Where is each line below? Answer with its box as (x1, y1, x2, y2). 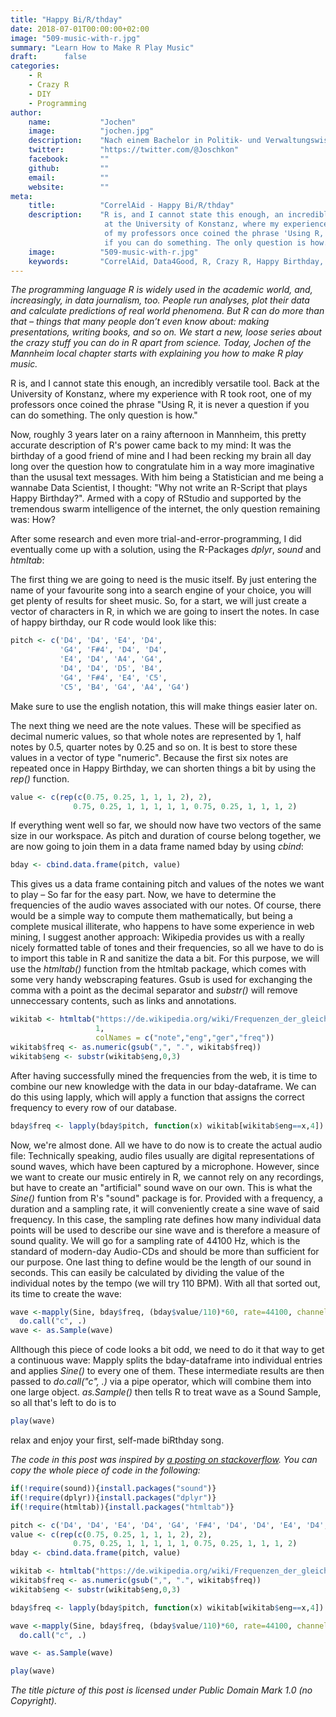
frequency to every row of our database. (10, 1101, 177, 1113)
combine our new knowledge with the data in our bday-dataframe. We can (10, 1080, 317, 1092)
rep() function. (10, 772, 70, 785)
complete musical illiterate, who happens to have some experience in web (10, 921, 315, 933)
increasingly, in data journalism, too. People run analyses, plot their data (10, 294, 310, 306)
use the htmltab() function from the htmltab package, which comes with (10, 963, 307, 975)
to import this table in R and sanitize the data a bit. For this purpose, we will (10, 952, 320, 965)
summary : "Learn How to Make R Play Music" (10, 42, 195, 53)
